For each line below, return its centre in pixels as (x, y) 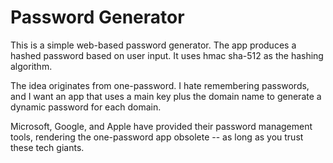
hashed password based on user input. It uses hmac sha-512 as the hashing (167, 55)
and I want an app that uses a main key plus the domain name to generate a (166, 96)
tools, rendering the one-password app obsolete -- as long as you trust (157, 137)
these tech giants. (47, 147)
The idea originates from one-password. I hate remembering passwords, (160, 85)
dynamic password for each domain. (86, 107)
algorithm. (31, 66)
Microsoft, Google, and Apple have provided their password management (161, 126)
